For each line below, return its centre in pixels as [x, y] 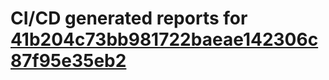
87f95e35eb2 [68, 61]
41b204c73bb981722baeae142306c [164, 39]
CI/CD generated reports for [129, 18]
